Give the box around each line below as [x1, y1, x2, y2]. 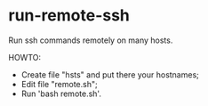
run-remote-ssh [8, 5, 131, 26]
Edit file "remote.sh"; [20, 78, 99, 89]
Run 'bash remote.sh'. [20, 88, 101, 99]
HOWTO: [8, 52, 42, 62]
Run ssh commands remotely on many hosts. [8, 35, 173, 45]
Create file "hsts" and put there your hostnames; [20, 69, 199, 80]
